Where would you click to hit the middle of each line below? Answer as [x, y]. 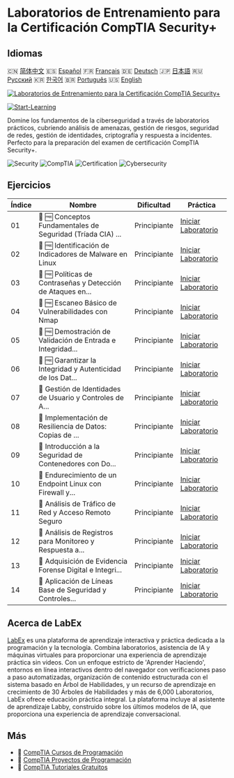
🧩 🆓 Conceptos [64, 216]
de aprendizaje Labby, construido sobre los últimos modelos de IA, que [109, 706]
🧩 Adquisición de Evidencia [83, 561]
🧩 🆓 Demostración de [75, 331]
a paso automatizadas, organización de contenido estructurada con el [108, 677]
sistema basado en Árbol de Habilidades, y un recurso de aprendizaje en [111, 684]
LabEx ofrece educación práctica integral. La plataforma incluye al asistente [116, 699]
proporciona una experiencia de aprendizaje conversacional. [94, 714]
